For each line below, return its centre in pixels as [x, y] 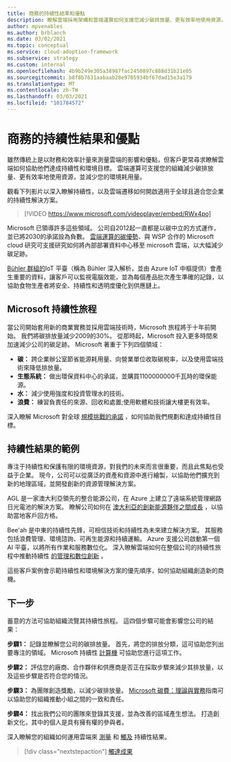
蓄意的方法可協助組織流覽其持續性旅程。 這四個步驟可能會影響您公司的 [107, 621]
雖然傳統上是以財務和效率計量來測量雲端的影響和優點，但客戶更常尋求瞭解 [112, 160]
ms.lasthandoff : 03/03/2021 [47, 97]
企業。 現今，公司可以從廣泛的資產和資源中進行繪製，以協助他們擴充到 [119, 475]
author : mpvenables [35, 26]
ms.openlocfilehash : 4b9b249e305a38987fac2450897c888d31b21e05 [100, 71]
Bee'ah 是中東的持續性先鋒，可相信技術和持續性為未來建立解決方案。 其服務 [115, 530]
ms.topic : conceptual [38, 45]
